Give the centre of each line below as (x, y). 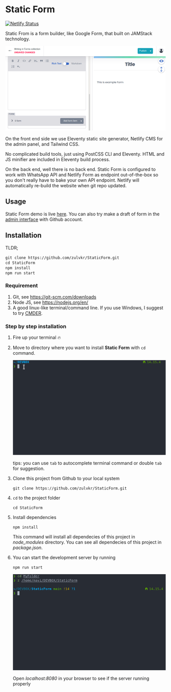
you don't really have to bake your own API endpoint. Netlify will (72, 180)
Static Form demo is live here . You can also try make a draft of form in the (82, 214)
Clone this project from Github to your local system (66, 478)
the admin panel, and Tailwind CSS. (42, 144)
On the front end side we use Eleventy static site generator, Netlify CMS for (84, 138)
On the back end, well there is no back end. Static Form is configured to (81, 169)
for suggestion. (28, 468)
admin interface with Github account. (44, 219)
